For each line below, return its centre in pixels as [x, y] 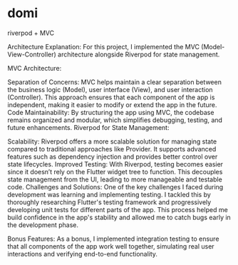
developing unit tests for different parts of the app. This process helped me [118, 209]
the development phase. [43, 225]
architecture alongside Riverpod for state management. [139, 54]
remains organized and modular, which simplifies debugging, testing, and [115, 120]
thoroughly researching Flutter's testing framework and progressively [109, 202]
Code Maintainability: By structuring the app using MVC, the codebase [111, 112]
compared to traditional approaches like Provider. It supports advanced [112, 149]
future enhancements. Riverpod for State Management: [88, 127]
